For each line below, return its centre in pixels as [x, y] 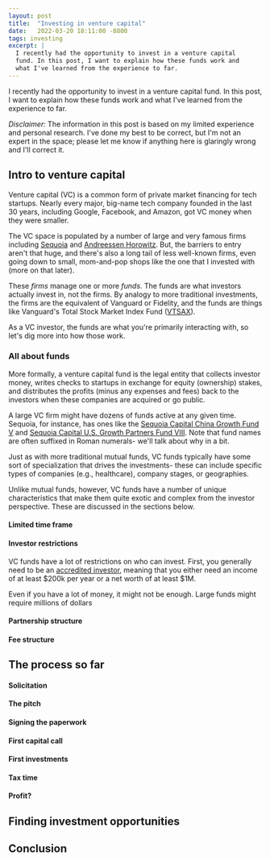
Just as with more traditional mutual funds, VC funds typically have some [130, 456]
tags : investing [35, 38]
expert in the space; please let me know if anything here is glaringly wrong [132, 141]
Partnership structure [46, 621]
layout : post [30, 16]
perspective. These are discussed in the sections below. [102, 506]
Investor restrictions [43, 543]
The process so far [56, 665]
